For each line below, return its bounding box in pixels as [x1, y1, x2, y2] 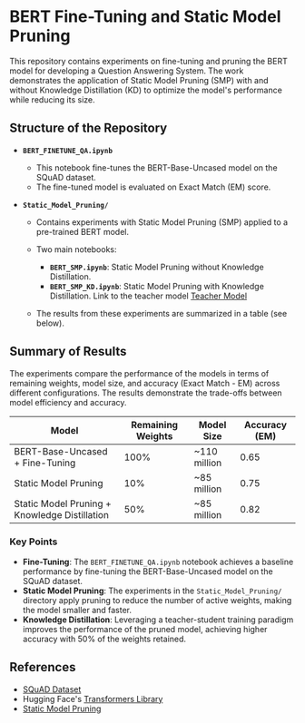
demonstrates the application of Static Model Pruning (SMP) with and [9, 74, 270, 85]
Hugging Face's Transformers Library [22, 693, 163, 704]
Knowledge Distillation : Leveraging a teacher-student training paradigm [22, 614, 294, 625]
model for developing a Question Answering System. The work [9, 65, 244, 76]
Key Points [9, 535, 58, 548]
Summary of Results [9, 344, 127, 359]
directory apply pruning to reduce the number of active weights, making [22, 594, 292, 605]
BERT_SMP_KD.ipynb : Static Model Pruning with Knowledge [49, 280, 265, 291]
